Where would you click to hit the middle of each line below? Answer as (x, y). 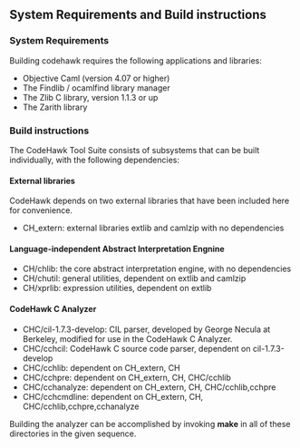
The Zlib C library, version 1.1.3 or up (90, 97)
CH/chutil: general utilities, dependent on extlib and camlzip (134, 278)
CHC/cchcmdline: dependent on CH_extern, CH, (113, 396)
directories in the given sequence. (73, 433)
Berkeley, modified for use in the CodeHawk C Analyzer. (127, 338)
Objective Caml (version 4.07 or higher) (96, 78)
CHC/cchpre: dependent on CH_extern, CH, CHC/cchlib (126, 377)
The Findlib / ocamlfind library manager (96, 88)
